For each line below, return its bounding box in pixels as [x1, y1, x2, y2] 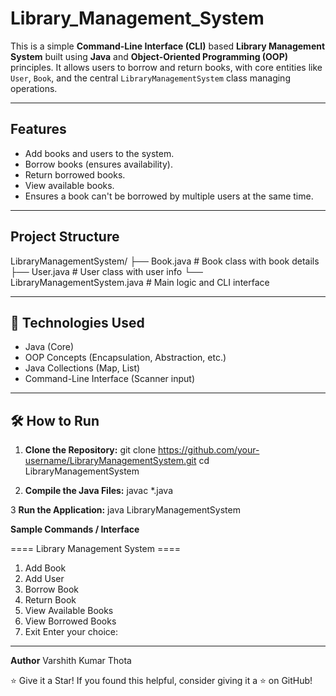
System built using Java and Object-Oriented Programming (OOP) [10, 50, 288, 62]
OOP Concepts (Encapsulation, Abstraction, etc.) [24, 352, 227, 364]
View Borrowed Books [24, 615, 117, 627]
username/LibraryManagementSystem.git [24, 455, 197, 467]
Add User [24, 573, 65, 585]
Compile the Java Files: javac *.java [24, 485, 173, 497]
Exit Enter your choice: [24, 626, 118, 638]
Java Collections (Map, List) [24, 362, 141, 374]
